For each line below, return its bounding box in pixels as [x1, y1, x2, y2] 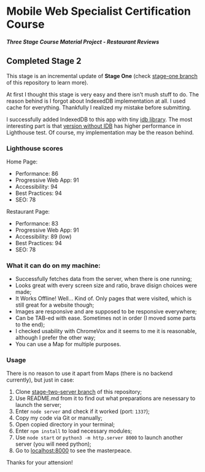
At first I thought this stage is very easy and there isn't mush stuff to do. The [6, 90, 199, 98]
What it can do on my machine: [6, 261, 101, 270]
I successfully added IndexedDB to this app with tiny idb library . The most [6, 116, 193, 123]
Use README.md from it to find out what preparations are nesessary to [15, 395, 196, 402]
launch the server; [15, 401, 62, 409]
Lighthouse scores [6, 144, 63, 152]
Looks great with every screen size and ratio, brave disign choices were [15, 281, 198, 289]
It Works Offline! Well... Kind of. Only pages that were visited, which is [15, 295, 192, 302]
